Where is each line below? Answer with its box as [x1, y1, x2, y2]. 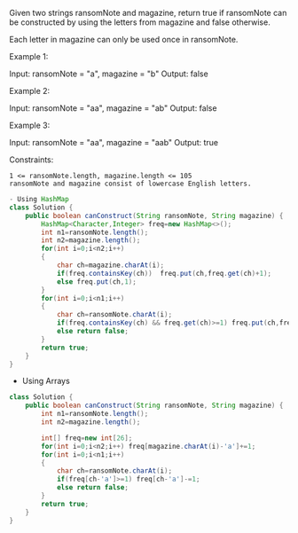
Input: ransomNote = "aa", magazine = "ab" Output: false [9, 103, 217, 114]
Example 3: [9, 120, 51, 130]
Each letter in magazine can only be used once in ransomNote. [9, 35, 239, 44]
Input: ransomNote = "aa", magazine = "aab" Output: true [9, 137, 219, 147]
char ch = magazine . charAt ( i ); [56, 261, 165, 270]
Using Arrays [21, 376, 71, 387]
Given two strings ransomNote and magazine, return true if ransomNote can [9, 8, 287, 18]
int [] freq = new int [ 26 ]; [41, 434, 133, 443]
